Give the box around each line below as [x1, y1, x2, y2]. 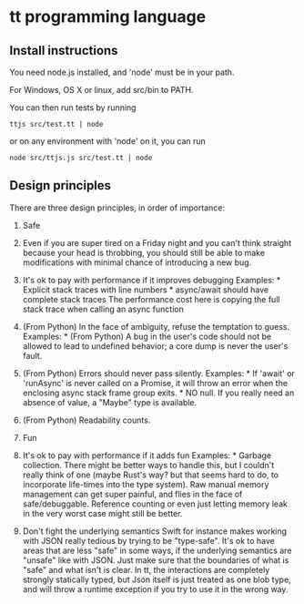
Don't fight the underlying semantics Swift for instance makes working [22, 526, 288, 537]
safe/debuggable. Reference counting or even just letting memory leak [22, 498, 289, 509]
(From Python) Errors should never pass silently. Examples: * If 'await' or [22, 367, 296, 379]
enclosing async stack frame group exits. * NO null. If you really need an [22, 387, 295, 398]
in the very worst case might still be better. [22, 507, 183, 518]
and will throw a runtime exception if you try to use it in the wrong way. [22, 583, 289, 594]
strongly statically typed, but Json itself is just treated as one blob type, [22, 574, 291, 585]
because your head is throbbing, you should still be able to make [22, 247, 266, 258]
